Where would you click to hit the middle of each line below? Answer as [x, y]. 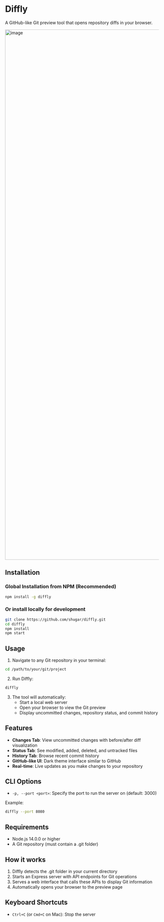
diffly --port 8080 [25, 812]
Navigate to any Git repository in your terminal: [59, 660]
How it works [25, 859]
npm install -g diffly [28, 597]
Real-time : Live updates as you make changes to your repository [77, 766]
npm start [15, 633]
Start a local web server [43, 702]
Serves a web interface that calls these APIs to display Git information [82, 882]
